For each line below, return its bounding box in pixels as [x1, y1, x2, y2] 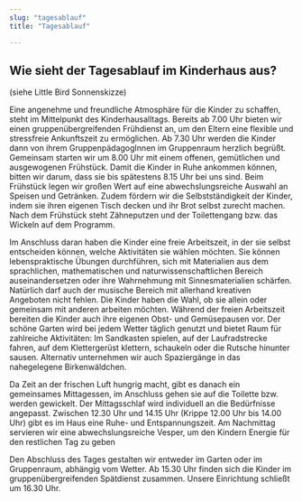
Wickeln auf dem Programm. [9, 219, 115, 230]
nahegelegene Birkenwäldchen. [9, 362, 127, 373]
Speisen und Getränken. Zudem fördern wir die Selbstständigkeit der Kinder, [9, 190, 293, 201]
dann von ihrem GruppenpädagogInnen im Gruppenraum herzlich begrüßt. [9, 143, 287, 153]
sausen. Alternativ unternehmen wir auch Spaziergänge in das [9, 352, 241, 363]
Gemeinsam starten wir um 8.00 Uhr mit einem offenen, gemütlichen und [9, 153, 280, 163]
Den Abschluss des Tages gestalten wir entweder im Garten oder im [9, 454, 263, 465]
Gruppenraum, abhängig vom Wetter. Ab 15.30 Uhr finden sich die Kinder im [9, 464, 292, 475]
